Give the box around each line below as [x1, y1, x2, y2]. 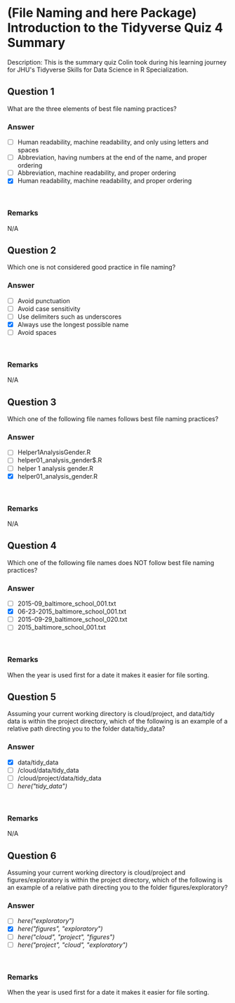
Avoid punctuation [17, 296, 70, 305]
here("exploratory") [17, 917, 74, 925]
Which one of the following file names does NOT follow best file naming [7, 558, 215, 566]
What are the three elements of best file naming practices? [7, 104, 177, 113]
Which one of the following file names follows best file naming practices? [7, 415, 219, 423]
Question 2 [7, 244, 57, 256]
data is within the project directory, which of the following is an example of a [7, 717, 228, 726]
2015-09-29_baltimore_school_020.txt [17, 616, 128, 624]
